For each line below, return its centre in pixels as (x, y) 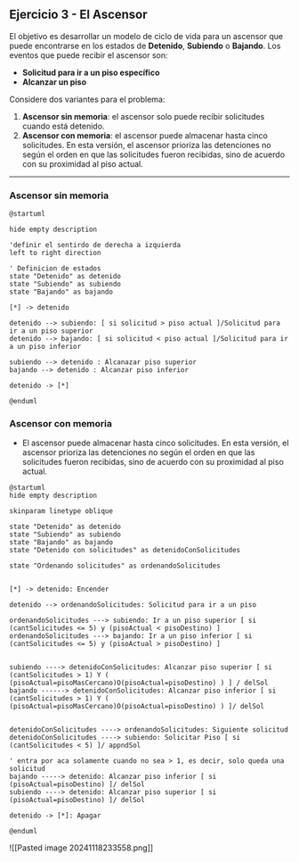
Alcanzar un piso (54, 82)
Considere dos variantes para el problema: (87, 99)
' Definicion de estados (55, 269)
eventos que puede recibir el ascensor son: (89, 55)
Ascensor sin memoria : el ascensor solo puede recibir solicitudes (143, 116)
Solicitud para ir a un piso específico (91, 72)
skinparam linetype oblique (61, 511)
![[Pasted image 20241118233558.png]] (81, 848)
